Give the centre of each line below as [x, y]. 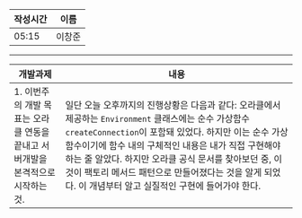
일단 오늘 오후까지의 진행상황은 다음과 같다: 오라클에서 [173, 105]
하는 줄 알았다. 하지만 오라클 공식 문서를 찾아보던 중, [169, 159]
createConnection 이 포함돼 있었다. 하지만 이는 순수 [167, 132]
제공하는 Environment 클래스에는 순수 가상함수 [157, 118]
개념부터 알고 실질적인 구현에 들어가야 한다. [175, 186]
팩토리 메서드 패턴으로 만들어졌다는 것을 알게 [173, 172]
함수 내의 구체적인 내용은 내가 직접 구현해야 [195, 145]
